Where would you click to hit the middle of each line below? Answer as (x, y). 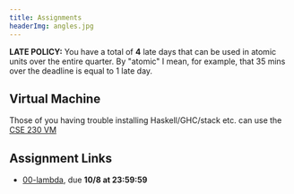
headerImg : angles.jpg (52, 26)
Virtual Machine (55, 98)
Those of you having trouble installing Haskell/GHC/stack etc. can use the (146, 120)
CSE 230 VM (33, 130)
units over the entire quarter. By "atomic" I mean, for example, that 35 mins (147, 61)
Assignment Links (61, 158)
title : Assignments (46, 18)
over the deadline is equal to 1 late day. (81, 71)
